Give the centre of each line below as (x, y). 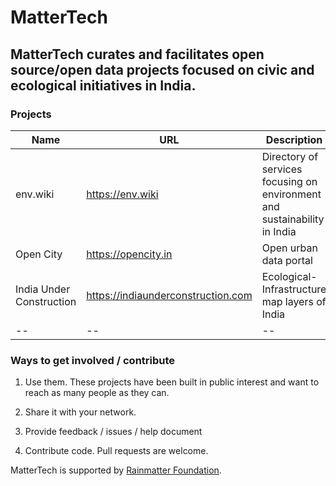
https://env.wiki (122, 194)
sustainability (293, 219)
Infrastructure (294, 289)
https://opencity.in (129, 254)
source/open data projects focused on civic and (162, 69)
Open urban (289, 248)
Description (294, 139)
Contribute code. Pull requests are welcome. (116, 451)
